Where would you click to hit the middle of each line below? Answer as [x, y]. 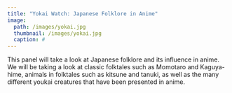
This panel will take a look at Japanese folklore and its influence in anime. [113, 59]
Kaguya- [213, 67]
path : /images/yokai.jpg [50, 27]
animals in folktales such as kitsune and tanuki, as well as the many [122, 75]
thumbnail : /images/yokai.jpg [57, 33]
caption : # [29, 40]
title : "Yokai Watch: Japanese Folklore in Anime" [83, 14]
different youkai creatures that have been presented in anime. [96, 82]
